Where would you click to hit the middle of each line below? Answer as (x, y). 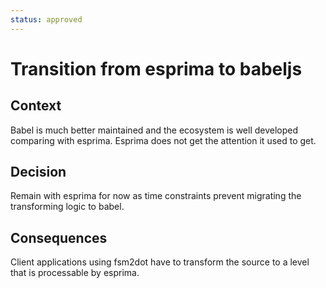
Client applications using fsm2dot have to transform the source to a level (160, 262)
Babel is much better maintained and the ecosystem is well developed (154, 130)
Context (36, 106)
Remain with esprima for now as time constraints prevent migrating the (156, 196)
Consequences (59, 237)
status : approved (46, 19)
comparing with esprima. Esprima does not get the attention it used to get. (163, 140)
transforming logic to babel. (67, 207)
